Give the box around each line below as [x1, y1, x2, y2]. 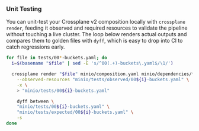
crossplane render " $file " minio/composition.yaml [11, 71, 139, 77]
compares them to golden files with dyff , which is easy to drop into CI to [6, 37, 183, 44]
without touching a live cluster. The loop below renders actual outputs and [6, 31, 187, 38]
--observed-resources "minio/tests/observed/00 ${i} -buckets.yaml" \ [17, 76, 190, 82]
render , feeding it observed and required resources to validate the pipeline [6, 24, 188, 31]
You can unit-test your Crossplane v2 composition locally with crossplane [6, 18, 185, 25]
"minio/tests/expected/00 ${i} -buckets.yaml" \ [17, 109, 134, 116]
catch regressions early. [6, 43, 65, 50]
